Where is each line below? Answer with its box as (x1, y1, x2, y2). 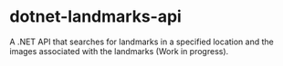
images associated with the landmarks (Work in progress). (9, 45, 229, 56)
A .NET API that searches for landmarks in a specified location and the (9, 36, 274, 47)
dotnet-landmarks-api (9, 6, 183, 27)
